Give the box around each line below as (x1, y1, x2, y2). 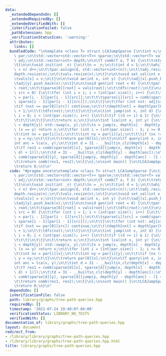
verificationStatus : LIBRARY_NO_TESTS (9, 311, 90, 316)
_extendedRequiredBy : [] (9, 16, 61, 21)
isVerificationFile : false (9, 293, 65, 298)
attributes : (9, 40, 35, 45)
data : (5, 7, 16, 12)
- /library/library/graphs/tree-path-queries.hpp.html (5, 339, 121, 344)
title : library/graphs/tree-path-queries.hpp (5, 343, 100, 348)
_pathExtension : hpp (9, 30, 52, 35)
